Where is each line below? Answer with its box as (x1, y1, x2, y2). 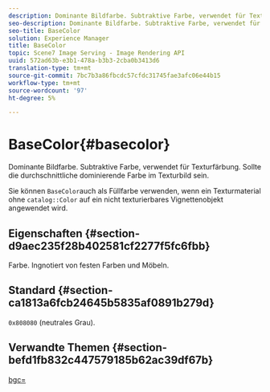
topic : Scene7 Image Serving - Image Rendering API (8, 49, 185, 57)
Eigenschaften (8, 227, 83, 240)
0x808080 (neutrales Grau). (8, 317, 96, 327)
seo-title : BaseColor (8, 27, 81, 35)
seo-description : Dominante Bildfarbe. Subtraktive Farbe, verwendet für (8, 19, 261, 27)
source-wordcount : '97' (8, 86, 88, 95)
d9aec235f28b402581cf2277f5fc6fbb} (8, 239, 211, 253)
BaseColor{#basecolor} (8, 136, 170, 153)
